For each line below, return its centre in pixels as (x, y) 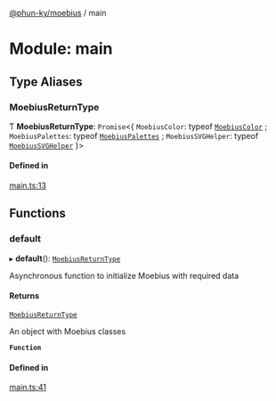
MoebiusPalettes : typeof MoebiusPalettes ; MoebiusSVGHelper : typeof (134, 135)
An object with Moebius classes (68, 331)
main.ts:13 (28, 185)
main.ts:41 (28, 388)
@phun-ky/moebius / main (58, 13)
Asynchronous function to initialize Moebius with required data (124, 275)
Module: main (61, 49)
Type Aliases (46, 82)
